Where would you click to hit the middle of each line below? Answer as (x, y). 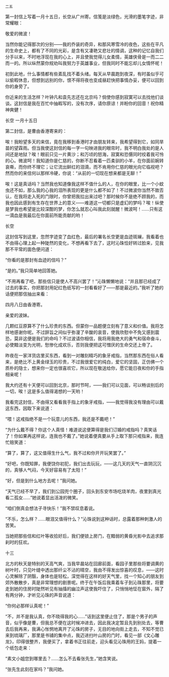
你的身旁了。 (18, 86)
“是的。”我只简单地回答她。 (33, 271)
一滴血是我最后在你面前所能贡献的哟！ (45, 215)
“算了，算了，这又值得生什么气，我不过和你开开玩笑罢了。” (66, 453)
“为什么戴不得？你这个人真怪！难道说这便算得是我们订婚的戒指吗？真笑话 (81, 430)
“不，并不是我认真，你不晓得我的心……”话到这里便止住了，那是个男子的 (79, 616)
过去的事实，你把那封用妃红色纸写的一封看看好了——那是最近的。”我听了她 (82, 287)
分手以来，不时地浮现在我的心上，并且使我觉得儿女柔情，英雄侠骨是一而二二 (84, 57)
